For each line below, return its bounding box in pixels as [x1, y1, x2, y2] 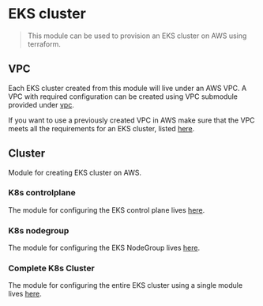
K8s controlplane [8, 187, 77, 198]
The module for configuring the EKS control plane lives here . [8, 205, 205, 214]
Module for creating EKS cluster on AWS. [8, 168, 142, 177]
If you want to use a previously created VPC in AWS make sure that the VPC [8, 115, 255, 125]
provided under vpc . [8, 100, 75, 109]
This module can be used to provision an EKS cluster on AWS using [27, 31, 247, 40]
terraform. [27, 39, 61, 48]
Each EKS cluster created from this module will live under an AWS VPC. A [8, 83, 247, 93]
